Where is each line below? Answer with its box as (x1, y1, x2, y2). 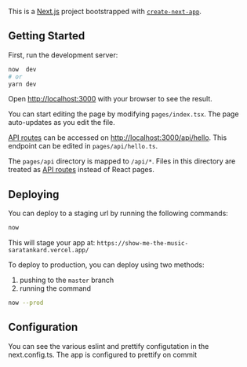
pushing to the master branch (19, 275, 114, 285)
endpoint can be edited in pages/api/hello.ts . (8, 141, 158, 151)
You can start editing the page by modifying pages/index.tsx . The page (8, 109, 239, 119)
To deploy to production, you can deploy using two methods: (8, 260, 205, 270)
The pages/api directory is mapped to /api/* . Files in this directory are (8, 156, 236, 166)
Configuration (8, 321, 78, 334)
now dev (8, 65, 37, 73)
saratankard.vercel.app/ (8, 247, 89, 255)
